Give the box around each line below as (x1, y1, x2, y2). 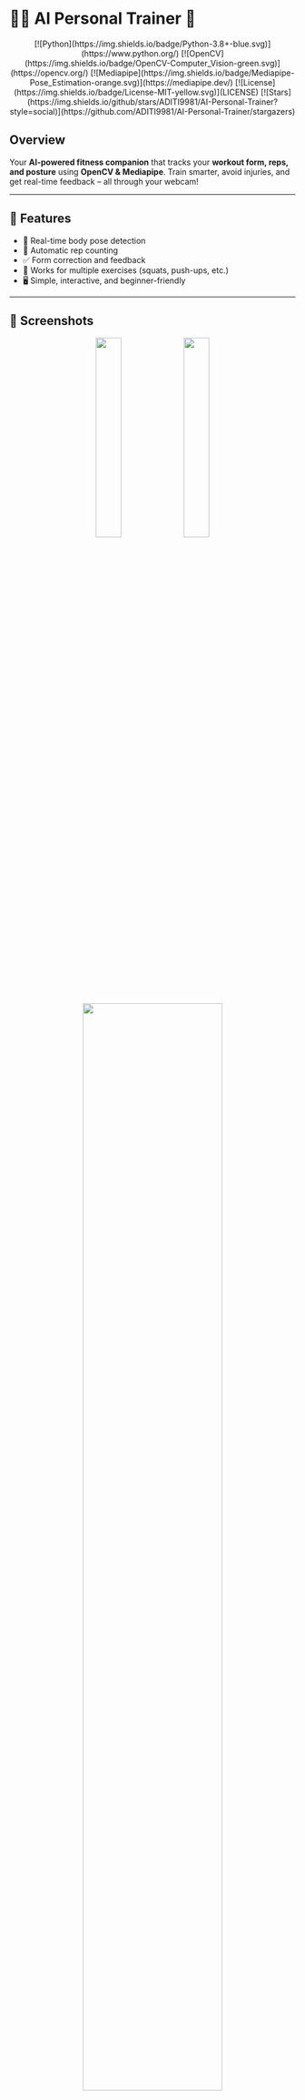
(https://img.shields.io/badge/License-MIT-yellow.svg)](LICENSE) (13, 86, 259, 97)
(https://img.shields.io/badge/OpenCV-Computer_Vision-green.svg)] (24, 57, 281, 68)
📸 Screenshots (9, 313, 94, 329)
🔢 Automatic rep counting (22, 245, 119, 256)
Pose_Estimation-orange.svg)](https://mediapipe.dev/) (29, 76, 233, 87)
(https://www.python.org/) (81, 47, 180, 58)
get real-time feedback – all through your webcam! (9, 176, 200, 187)
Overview (9, 132, 66, 148)
